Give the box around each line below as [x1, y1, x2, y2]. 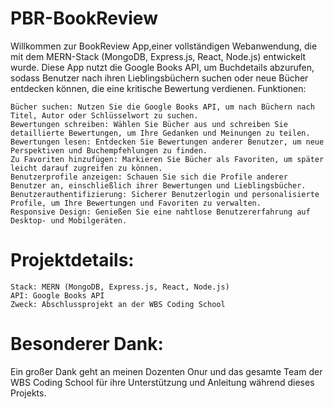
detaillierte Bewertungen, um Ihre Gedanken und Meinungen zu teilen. [10, 128, 311, 138]
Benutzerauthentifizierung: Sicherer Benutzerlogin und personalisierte [10, 189, 320, 199]
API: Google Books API [10, 290, 105, 301]
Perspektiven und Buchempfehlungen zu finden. [10, 145, 208, 156]
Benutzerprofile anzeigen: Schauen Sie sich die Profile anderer [10, 172, 288, 182]
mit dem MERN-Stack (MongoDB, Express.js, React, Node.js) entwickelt [10, 50, 307, 62]
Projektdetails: [10, 249, 135, 272]
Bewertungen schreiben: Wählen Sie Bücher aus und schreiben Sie [10, 119, 288, 129]
